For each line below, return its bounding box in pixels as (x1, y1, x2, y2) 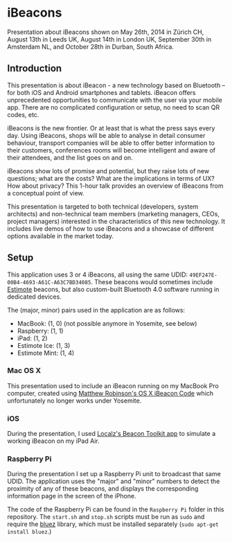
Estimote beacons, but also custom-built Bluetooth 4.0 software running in (7, 285, 220, 293)
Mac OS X (7, 366, 42, 376)
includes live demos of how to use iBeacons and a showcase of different (7, 224, 215, 233)
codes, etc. (7, 110, 39, 119)
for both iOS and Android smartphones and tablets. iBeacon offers (7, 88, 196, 96)
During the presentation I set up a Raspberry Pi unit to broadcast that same (7, 470, 222, 478)
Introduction (7, 62, 62, 74)
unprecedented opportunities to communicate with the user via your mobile (7, 96, 223, 104)
